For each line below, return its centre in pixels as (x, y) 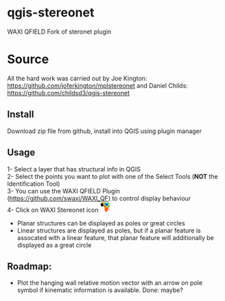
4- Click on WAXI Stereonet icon (53, 210)
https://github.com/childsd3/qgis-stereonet (69, 93)
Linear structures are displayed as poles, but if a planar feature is (109, 230)
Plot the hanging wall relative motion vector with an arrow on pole (110, 283)
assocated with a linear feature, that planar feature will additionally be (115, 237)
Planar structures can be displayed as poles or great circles (101, 223)
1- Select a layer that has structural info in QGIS (74, 169)
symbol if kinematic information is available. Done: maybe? (100, 290)
